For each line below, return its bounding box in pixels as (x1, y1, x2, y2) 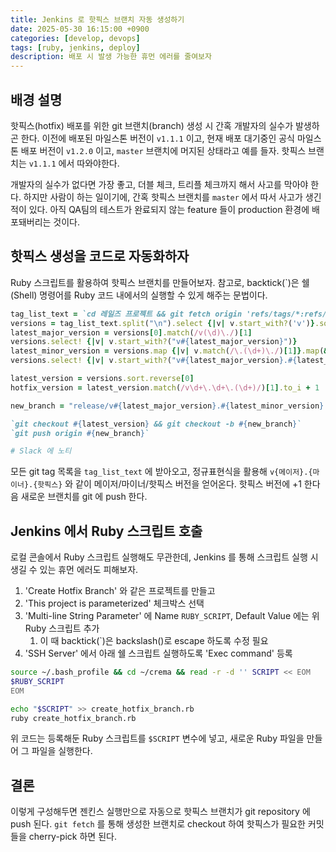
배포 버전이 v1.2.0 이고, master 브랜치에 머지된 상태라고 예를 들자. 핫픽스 (20, 144, 307, 156)
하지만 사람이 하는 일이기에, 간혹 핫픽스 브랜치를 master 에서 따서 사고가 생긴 (23, 191, 322, 203)
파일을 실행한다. (31, 745, 93, 757)
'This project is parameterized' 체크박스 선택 (24, 597, 205, 610)
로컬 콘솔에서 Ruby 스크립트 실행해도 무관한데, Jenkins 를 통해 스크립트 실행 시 (10, 551, 319, 563)
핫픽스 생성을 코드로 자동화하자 (10, 248, 190, 265)
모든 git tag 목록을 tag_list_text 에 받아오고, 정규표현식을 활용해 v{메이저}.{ (10, 466, 313, 478)
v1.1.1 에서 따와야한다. (28, 157, 120, 169)
